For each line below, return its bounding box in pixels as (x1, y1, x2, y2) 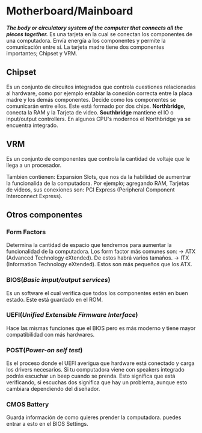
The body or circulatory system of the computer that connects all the (6, 24, 183, 31)
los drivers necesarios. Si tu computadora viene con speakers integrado (6, 366, 185, 373)
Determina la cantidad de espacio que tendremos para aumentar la (6, 241, 173, 249)
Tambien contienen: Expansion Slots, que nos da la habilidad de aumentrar (6, 173, 191, 180)
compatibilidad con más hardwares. (6, 331, 95, 338)
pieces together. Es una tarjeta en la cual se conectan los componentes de (6, 30, 193, 37)
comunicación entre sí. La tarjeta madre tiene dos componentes (6, 43, 165, 51)
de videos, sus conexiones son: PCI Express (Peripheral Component (6, 185, 176, 193)
